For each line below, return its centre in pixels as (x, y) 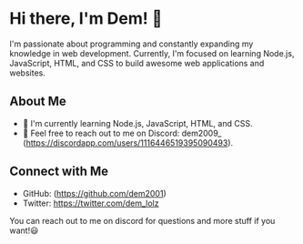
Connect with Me (59, 172)
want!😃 (24, 230)
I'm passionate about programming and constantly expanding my (131, 44)
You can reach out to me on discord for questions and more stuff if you (142, 220)
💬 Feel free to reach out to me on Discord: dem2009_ (122, 133)
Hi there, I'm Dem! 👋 (86, 19)
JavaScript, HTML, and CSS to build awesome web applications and (137, 63)
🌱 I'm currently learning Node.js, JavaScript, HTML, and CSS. (137, 123)
